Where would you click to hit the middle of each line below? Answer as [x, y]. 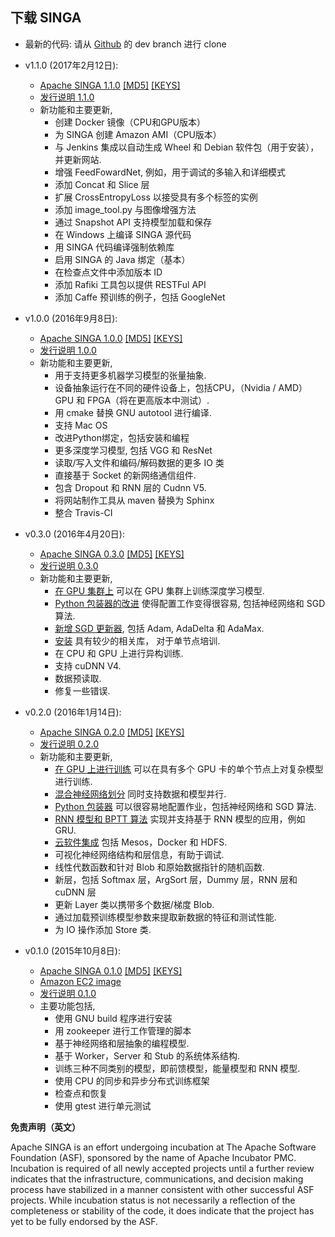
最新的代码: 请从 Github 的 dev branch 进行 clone [125, 44]
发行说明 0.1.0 [68, 993]
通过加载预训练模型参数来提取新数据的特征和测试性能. [165, 917]
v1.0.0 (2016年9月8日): [71, 318]
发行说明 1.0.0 [68, 350]
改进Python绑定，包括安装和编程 [122, 437]
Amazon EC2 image [80, 981]
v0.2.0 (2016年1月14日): [73, 712]
